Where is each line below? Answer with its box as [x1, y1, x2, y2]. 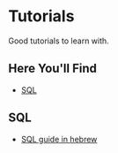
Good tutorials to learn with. [8, 35, 109, 46]
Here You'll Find [8, 61, 98, 76]
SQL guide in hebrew [20, 134, 98, 144]
